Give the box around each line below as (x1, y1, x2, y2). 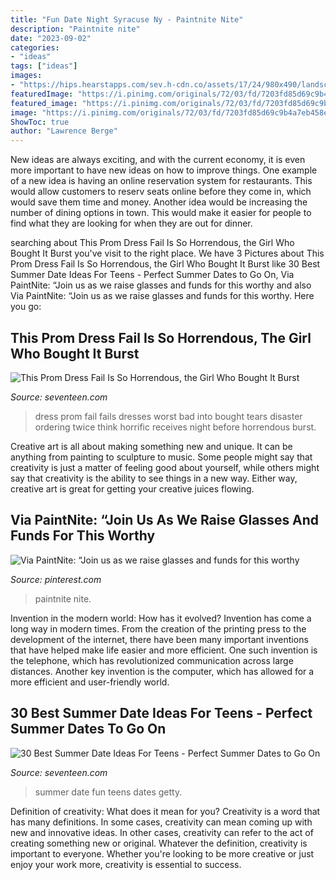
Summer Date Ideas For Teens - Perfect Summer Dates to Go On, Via (10, 269, 295, 281)
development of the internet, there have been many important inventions (10, 633, 309, 645)
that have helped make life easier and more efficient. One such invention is (10, 644, 318, 656)
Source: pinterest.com (10, 573, 102, 585)
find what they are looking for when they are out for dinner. (10, 217, 253, 230)
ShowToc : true (10, 117, 70, 127)
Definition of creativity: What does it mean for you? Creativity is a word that (10, 805, 321, 817)
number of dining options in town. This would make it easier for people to (10, 207, 312, 219)
